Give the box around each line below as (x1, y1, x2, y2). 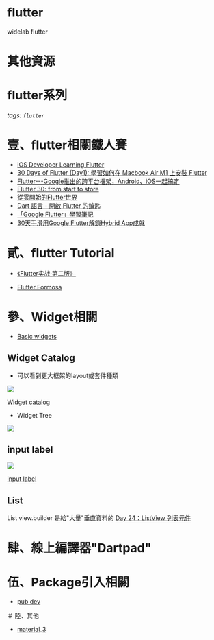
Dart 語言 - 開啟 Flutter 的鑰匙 (16, 201, 101, 210)
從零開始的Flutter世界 (16, 193, 78, 201)
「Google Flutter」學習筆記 (16, 210, 94, 218)
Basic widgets (16, 332, 57, 340)
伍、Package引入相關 (7, 574, 130, 590)
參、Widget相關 (7, 309, 98, 324)
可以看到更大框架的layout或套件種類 (16, 371, 118, 379)
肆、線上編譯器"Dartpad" (7, 541, 152, 556)
